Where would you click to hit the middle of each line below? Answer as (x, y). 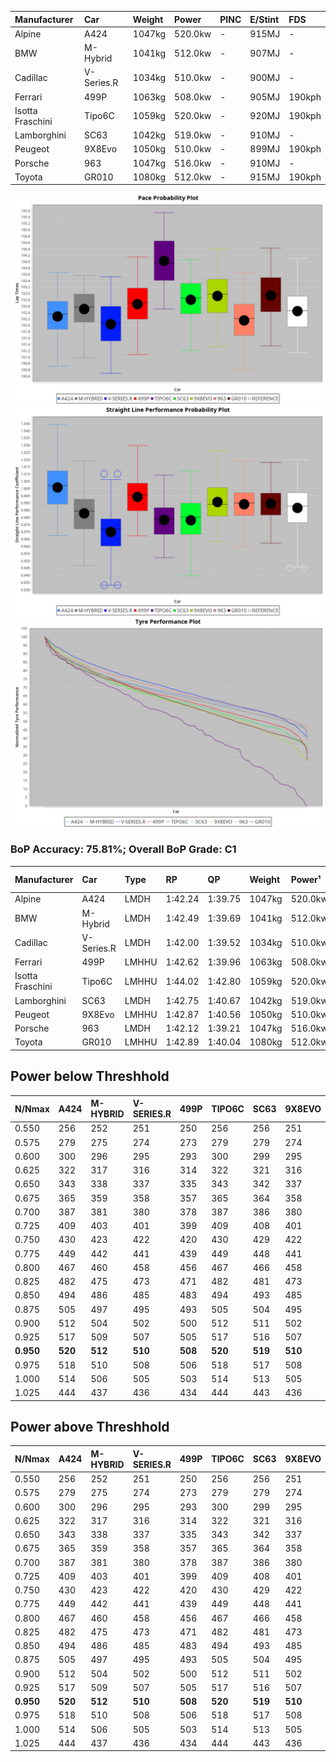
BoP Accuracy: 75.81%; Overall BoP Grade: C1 (123, 849)
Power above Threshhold (90, 1427)
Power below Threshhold (90, 1076)
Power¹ (306, 879)
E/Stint (264, 19)
